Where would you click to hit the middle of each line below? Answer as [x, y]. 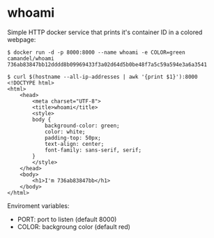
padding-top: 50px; [72, 137]
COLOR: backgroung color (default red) [74, 226]
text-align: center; [74, 144]
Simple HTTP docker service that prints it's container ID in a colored [105, 32]
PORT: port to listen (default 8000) [67, 219]
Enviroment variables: [38, 206]
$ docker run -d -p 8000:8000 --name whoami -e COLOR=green [97, 52]
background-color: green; [82, 126]
